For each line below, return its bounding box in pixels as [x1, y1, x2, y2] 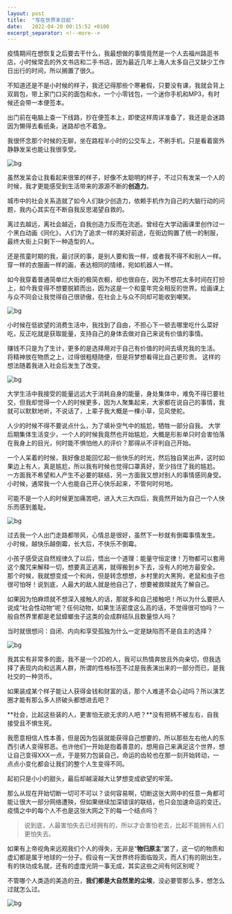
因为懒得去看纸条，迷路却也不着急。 [7, 122, 110, 130]
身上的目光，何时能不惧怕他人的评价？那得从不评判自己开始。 [19, 439, 195, 447]
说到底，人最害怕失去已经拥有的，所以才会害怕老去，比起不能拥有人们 [23, 821, 224, 830]
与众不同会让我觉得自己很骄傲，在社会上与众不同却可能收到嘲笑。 [7, 293, 195, 301]
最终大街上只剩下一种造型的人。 [7, 237, 98, 246]
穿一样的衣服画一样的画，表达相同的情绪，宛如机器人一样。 [7, 261, 177, 269]
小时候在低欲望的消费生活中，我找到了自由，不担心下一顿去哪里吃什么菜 [7, 321, 213, 329]
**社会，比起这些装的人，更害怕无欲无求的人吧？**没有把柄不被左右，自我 [7, 711, 220, 719]
